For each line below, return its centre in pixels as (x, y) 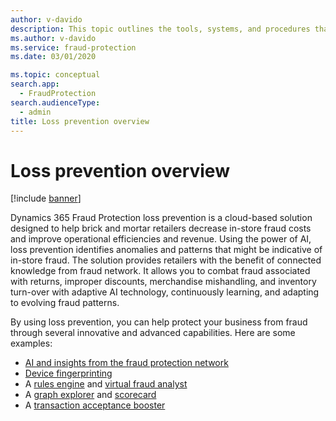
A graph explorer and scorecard (90, 395)
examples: (31, 343)
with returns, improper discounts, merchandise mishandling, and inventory (163, 282)
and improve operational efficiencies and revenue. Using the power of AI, (161, 239)
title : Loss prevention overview (80, 121)
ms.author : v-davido (53, 38)
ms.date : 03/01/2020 (53, 57)
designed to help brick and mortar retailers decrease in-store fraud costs (161, 228)
